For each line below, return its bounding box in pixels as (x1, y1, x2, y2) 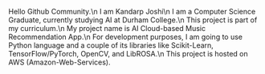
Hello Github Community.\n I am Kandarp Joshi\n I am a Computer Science (8, 7, 256, 16)
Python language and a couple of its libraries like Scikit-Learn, (8, 41, 214, 50)
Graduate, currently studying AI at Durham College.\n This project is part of (8, 15, 258, 25)
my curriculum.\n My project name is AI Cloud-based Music (8, 24, 206, 33)
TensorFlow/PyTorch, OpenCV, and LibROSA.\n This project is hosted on (8, 49, 248, 58)
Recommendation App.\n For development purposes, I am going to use (8, 32, 243, 41)
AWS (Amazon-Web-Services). (8, 57, 111, 67)
